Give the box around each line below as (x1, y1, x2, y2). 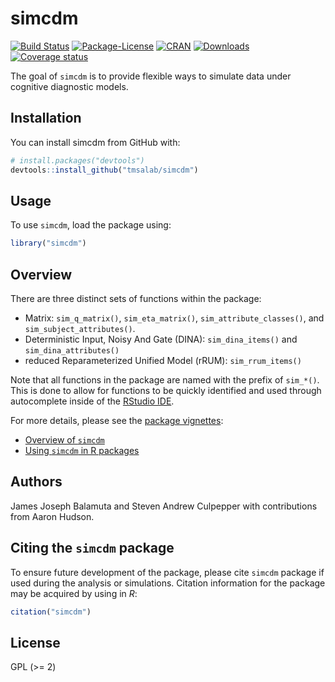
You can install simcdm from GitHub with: (10, 136, 181, 148)
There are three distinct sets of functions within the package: (10, 293, 262, 304)
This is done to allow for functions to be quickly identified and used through (10, 385, 322, 396)
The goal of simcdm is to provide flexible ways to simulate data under (10, 70, 292, 82)
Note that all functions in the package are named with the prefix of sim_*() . (10, 374, 320, 386)
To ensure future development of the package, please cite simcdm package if (10, 566, 325, 578)
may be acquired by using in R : (10, 587, 138, 599)
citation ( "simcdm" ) (10, 607, 92, 617)
